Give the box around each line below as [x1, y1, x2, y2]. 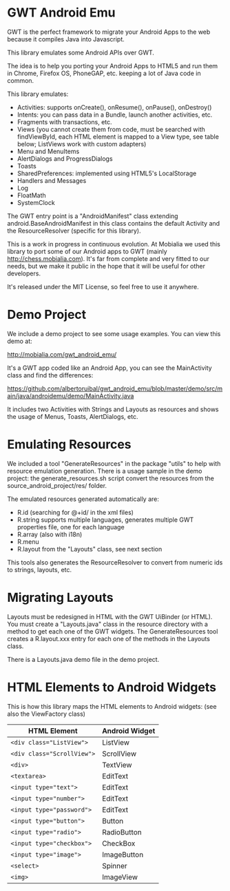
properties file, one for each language [17, 522, 125, 531]
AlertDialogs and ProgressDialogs [17, 154, 113, 163]
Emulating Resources [7, 437, 132, 453]
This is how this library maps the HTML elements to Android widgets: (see [7, 702, 217, 710]
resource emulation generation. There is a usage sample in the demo [7, 467, 202, 475]
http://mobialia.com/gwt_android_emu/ [7, 350, 117, 358]
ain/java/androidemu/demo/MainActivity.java [7, 391, 134, 400]
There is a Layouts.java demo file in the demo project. [7, 655, 160, 663]
